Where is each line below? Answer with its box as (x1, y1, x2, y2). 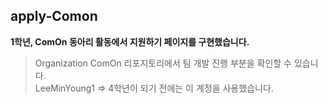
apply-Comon (10, 8, 98, 25)
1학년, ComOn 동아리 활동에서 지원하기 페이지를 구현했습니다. (10, 35, 250, 48)
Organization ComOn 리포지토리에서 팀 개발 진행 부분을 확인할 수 (34, 57, 292, 69)
